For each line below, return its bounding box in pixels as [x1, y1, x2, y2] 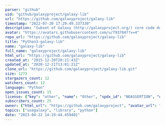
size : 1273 [5, 71, 27, 76]
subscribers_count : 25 [5, 99, 52, 104]
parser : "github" [5, 7, 41, 12]
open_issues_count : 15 [5, 90, 52, 94]
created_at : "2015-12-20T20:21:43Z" [5, 58, 80, 62]
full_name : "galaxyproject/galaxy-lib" [5, 48, 87, 53]
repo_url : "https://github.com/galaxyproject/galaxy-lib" [5, 35, 126, 40]
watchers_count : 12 [5, 80, 45, 85]
